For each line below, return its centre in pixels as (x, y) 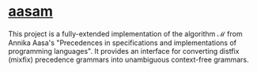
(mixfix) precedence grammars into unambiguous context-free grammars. (128, 59)
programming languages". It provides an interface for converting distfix (124, 51)
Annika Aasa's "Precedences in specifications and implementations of (123, 43)
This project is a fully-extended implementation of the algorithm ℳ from (125, 33)
